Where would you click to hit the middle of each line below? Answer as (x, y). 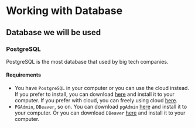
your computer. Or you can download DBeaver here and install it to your (100, 113)
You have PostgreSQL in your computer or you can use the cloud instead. (102, 88)
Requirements (24, 75)
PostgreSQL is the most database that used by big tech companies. (87, 61)
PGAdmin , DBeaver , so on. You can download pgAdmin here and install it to (101, 107)
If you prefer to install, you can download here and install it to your (94, 94)
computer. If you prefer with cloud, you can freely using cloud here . (96, 101)
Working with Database (64, 11)
